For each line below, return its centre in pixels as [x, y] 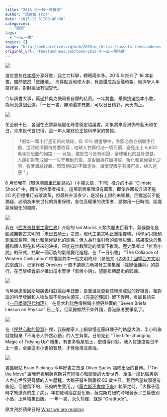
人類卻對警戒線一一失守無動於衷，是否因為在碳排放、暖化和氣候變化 [87, 160]
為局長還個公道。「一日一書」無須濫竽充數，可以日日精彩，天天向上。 [76, 104]
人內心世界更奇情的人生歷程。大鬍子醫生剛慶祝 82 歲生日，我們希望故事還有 [83, 380]
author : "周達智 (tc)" [28, 14]
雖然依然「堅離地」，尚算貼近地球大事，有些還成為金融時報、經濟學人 [84, 81]
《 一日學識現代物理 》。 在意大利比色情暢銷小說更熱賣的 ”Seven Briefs [76, 303]
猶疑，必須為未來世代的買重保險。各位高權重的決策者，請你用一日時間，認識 [83, 201]
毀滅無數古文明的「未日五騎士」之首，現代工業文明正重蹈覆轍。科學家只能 [81, 233]
